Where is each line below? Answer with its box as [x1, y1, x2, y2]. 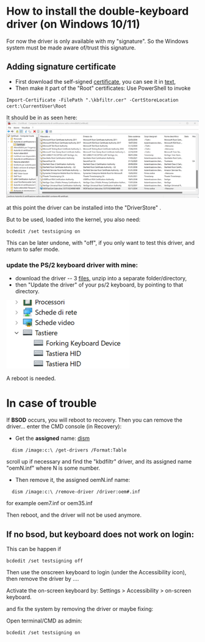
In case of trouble [6, 396, 97, 410]
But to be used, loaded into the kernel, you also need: [6, 216, 141, 224]
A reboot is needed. [6, 374, 56, 382]
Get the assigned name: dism [15, 435, 90, 442]
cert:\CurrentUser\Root [6, 103, 67, 109]
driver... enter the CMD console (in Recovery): [6, 423, 122, 430]
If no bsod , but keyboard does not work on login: [6, 529, 194, 539]
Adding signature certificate [6, 62, 117, 72]
